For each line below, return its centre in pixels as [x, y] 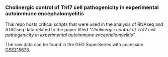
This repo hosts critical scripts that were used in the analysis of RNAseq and [84, 24]
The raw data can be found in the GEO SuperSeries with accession [74, 45]
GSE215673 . [18, 50]
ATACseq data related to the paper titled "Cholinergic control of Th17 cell [80, 30]
